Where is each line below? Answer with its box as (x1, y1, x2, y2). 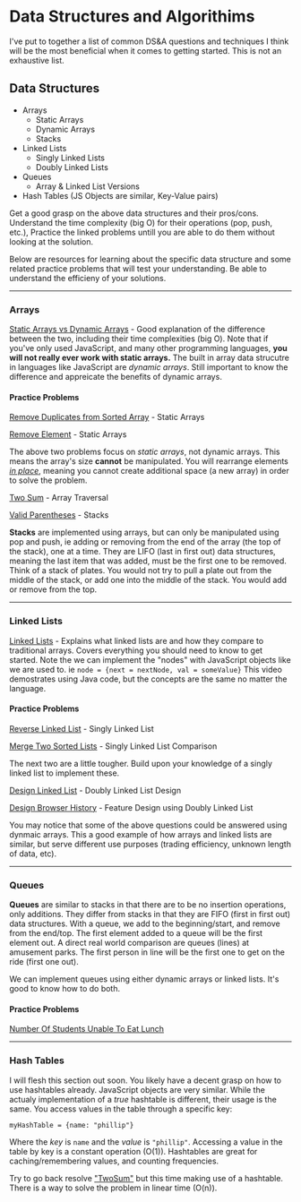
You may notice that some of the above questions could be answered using (9, 820, 288, 830)
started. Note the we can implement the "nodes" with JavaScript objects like (9, 654, 291, 665)
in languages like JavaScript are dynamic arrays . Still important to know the (9, 362, 288, 373)
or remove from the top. (9, 584, 98, 595)
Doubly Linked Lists (35, 161, 109, 172)
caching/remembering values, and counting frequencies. (9, 1155, 219, 1166)
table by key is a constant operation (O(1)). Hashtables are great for (9, 1146, 258, 1156)
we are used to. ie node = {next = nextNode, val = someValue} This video (9, 664, 282, 674)
